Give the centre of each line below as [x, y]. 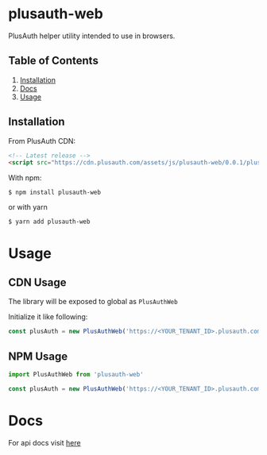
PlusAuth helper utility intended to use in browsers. [92, 36]
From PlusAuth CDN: [42, 141]
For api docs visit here [44, 442]
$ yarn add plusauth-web [49, 222]
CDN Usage [37, 282]
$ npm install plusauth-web [55, 193]
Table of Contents [54, 61]
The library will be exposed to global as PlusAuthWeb [93, 302]
